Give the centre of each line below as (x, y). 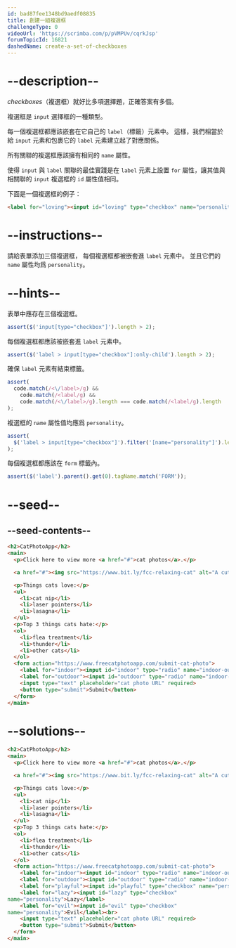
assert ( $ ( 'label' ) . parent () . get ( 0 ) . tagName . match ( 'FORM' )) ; (97, 476)
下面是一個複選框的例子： (44, 193)
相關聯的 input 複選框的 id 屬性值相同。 (65, 178)
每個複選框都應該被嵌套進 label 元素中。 (66, 341)
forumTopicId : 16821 (38, 40)
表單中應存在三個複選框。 (44, 313)
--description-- (53, 81)
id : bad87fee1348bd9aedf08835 (52, 14)
